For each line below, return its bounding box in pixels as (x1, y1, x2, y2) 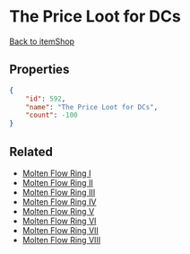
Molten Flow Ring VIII (22, 234, 101, 245)
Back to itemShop (9, 36, 74, 47)
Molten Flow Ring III (22, 187, 96, 197)
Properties (9, 62, 70, 77)
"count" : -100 (25, 110, 78, 120)
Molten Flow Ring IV (22, 196, 97, 207)
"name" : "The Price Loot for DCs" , (25, 102, 159, 111)
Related (9, 144, 54, 159)
